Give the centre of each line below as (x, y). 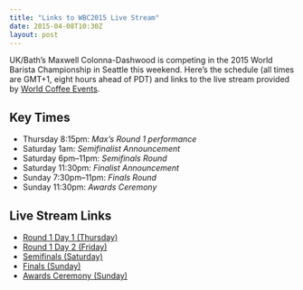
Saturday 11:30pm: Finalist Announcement (100, 168)
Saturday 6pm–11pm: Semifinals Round (95, 158)
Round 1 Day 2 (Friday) (65, 247)
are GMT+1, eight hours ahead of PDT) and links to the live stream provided (150, 80)
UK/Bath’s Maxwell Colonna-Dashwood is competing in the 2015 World (141, 61)
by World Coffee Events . (55, 89)
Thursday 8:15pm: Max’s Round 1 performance (109, 139)
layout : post (34, 34)
